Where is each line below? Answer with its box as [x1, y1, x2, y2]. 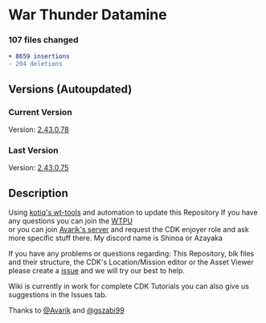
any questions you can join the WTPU [8, 216, 133, 226]
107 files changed [8, 35, 79, 46]
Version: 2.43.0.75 [8, 163, 69, 173]
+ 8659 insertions [8, 52, 70, 61]
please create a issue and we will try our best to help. [8, 266, 185, 276]
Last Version [8, 145, 59, 156]
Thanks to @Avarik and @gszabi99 [8, 305, 125, 315]
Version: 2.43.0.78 [8, 125, 70, 134]
